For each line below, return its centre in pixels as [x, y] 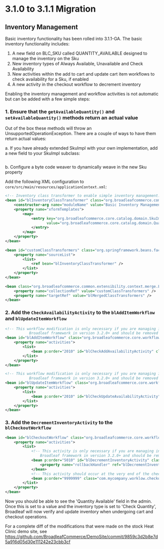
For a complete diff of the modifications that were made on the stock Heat [79, 526]
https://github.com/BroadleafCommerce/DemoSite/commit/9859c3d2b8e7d [82, 537]
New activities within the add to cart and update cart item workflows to [83, 74]
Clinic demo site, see [26, 531]
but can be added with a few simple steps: [48, 99]
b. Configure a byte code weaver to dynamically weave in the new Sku [76, 167]
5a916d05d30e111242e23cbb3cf [38, 542]
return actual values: [26, 139]
